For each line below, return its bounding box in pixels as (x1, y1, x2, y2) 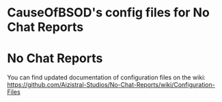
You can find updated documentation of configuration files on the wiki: (7, 73, 206, 81)
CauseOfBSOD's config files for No (7, 5, 210, 21)
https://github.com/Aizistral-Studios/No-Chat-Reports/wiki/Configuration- (7, 81, 215, 89)
